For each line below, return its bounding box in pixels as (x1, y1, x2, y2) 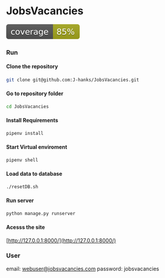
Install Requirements (6, 116, 58, 124)
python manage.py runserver (6, 211, 76, 217)
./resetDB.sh (6, 184, 39, 190)
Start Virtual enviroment (6, 143, 68, 150)
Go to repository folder (6, 90, 64, 97)
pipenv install (6, 131, 44, 137)
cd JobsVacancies (6, 104, 49, 110)
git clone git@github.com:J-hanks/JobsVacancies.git (6, 77, 139, 83)
